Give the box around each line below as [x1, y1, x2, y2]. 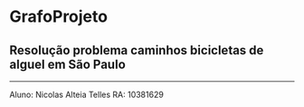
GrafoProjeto [9, 6, 109, 27]
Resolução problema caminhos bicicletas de [9, 43, 264, 58]
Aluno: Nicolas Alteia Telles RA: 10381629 [9, 89, 165, 100]
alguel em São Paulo [9, 56, 127, 72]
